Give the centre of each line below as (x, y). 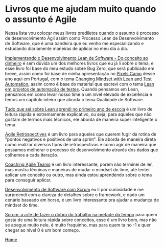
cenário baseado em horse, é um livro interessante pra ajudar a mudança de (82, 200)
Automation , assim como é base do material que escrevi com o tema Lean (80, 84)
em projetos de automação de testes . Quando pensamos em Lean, (72, 89)
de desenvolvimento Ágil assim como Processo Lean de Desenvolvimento (80, 38)
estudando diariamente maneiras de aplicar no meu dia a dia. (67, 48)
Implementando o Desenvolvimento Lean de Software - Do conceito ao (77, 58)
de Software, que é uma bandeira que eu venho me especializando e (75, 43)
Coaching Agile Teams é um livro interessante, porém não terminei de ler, (79, 164)
